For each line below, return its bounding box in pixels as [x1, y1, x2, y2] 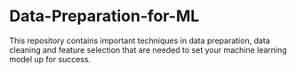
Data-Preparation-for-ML [9, 6, 200, 26]
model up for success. [9, 54, 92, 64]
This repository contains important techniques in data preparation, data [9, 35, 271, 46]
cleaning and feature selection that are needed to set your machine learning [9, 44, 287, 55]
